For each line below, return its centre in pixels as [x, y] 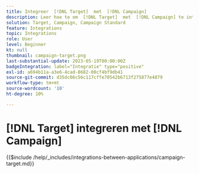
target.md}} [20, 164]
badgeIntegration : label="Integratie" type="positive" [75, 66]
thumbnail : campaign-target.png [46, 56]
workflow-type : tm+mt [33, 83]
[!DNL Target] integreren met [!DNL [94, 128]
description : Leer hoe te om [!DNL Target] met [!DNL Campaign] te [95, 17]
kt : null [17, 50]
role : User [20, 39]
